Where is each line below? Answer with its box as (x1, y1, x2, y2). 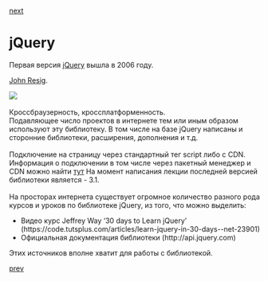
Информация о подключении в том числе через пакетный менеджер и (9, 158, 251, 167)
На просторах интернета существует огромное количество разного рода (9, 192, 260, 201)
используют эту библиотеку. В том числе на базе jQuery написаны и (9, 124, 243, 134)
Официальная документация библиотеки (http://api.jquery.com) (20, 232, 236, 242)
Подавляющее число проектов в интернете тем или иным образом (9, 115, 238, 125)
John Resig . (9, 75, 49, 85)
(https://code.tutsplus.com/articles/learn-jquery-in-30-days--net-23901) (20, 224, 260, 233)
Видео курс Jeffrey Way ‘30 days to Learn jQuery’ (20, 216, 187, 225)
